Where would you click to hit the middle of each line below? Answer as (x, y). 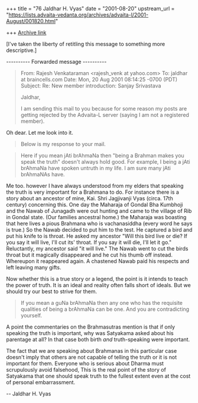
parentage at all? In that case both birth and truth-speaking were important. (98, 339)
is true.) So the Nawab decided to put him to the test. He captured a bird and (99, 230)
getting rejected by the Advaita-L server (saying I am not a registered (105, 115)
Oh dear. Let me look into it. (40, 133)
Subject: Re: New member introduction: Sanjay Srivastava (91, 86)
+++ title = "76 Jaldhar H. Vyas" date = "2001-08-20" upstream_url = (90, 9)
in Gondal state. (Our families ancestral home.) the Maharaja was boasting (96, 217)
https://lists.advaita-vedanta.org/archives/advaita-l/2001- (79, 15)
